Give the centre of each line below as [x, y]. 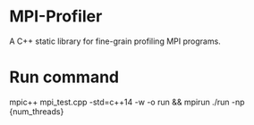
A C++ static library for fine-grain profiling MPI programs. [115, 41]
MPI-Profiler [56, 17]
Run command [64, 77]
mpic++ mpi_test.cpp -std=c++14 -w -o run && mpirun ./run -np [127, 102]
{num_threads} [37, 111]
